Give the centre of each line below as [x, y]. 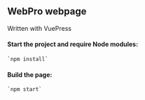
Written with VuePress [40, 28]
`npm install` [28, 59]
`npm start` [25, 90]
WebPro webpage [47, 12]
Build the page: [30, 74]
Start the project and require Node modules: [73, 44]
